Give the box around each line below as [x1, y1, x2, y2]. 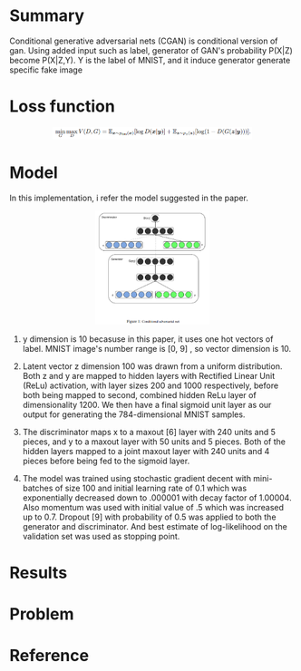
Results [9, 562, 68, 583]
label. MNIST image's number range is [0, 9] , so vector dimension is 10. [22, 343, 292, 354]
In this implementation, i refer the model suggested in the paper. [9, 192, 249, 203]
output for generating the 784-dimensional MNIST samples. [22, 409, 246, 420]
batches [22, 482, 53, 493]
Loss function [9, 96, 115, 117]
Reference [9, 646, 89, 666]
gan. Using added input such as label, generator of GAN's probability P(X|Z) [9, 44, 293, 55]
